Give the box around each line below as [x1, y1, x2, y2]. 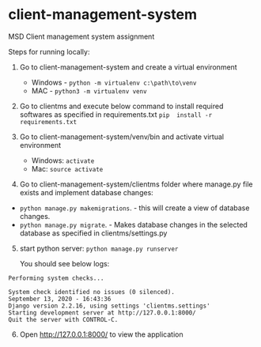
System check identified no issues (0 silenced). [8, 288, 176, 296]
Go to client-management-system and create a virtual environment [19, 62, 237, 72]
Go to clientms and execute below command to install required [19, 101, 224, 111]
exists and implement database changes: [19, 187, 154, 197]
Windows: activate [31, 156, 95, 165]
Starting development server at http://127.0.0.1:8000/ [8, 308, 196, 317]
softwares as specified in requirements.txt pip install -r [19, 109, 213, 119]
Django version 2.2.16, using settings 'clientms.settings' [8, 302, 211, 310]
